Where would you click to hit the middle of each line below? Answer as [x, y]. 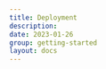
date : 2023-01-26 [41, 34]
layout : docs [33, 51]
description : [33, 26]
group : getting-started [53, 43]
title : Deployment [43, 17]
